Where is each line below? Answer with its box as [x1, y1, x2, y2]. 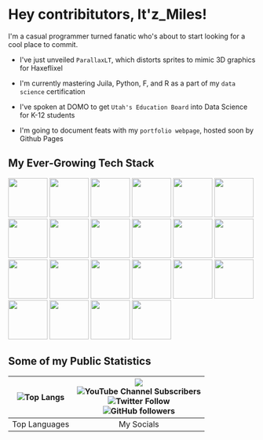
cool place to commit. [8, 39, 79, 49]
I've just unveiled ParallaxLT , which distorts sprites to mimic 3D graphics [19, 55, 256, 64]
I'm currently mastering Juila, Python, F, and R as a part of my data [19, 78, 236, 88]
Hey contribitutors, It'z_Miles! [8, 5, 207, 24]
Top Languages [12, 418, 70, 429]
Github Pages [19, 133, 64, 143]
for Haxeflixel [19, 63, 63, 72]
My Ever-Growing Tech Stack [8, 157, 155, 170]
